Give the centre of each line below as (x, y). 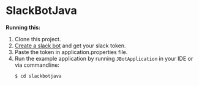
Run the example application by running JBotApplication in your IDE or (104, 58)
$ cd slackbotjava (38, 76)
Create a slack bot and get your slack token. (70, 46)
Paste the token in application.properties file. (71, 52)
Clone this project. (38, 39)
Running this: (23, 27)
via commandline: (37, 65)
